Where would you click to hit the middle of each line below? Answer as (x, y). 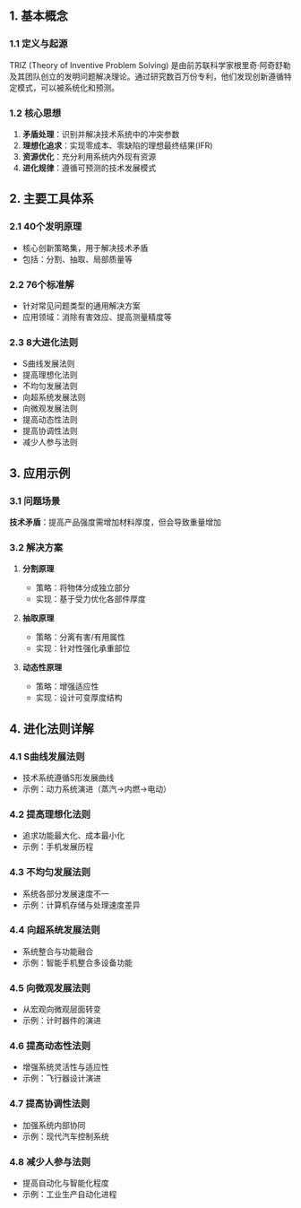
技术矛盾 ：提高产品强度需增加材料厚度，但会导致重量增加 (115, 522)
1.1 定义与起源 (39, 44)
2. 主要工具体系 (52, 199)
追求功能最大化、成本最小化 (73, 836)
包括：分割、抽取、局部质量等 (77, 259)
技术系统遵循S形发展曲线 (68, 778)
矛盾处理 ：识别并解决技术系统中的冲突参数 (101, 134)
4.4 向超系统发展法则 (55, 930)
